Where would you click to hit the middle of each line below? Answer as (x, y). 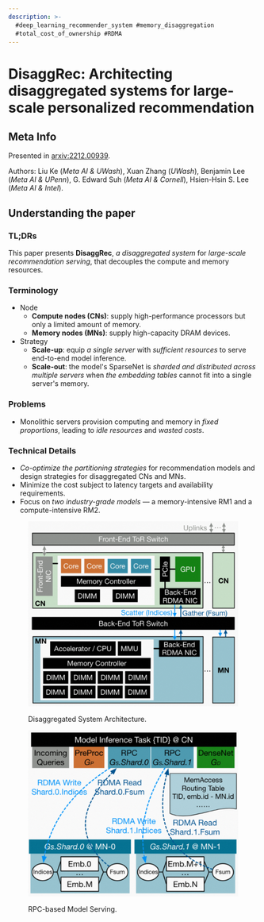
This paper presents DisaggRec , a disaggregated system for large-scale (127, 253)
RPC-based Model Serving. (73, 909)
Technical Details (42, 450)
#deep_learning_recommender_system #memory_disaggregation (115, 25)
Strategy (34, 341)
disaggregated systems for (99, 91)
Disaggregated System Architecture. (87, 719)
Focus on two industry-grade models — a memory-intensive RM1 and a (136, 501)
